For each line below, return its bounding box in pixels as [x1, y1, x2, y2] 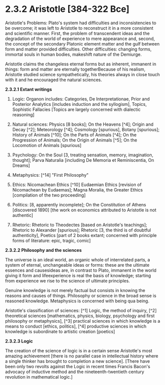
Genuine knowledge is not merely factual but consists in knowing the [5, 287, 146, 293]
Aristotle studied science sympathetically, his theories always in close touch [5, 71, 160, 77]
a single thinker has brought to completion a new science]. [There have [5, 358, 150, 364]
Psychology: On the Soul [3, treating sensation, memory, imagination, [12, 152, 154, 158]
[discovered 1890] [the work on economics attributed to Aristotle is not [12, 207, 157, 213]
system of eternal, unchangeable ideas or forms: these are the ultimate [5, 262, 150, 268]
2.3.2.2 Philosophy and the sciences [5, 247, 82, 253]
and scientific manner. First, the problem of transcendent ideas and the [5, 30, 150, 36]
